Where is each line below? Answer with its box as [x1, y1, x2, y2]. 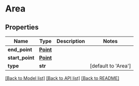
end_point [7, 46, 32, 53]
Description [56, 38, 85, 44]
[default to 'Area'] [89, 62, 131, 69]
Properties [5, 23, 39, 31]
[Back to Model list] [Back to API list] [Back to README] [5, 75, 120, 81]
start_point [7, 54, 35, 61]
